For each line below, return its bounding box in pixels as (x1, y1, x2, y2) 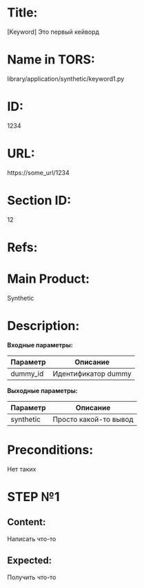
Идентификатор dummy (52, 369, 132, 378)
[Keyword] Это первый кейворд (7, 28, 100, 36)
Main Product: (7, 271, 90, 287)
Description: (7, 318, 80, 334)
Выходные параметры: (7, 386, 78, 394)
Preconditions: (7, 442, 94, 458)
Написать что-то (7, 534, 56, 543)
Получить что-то (7, 573, 56, 581)
